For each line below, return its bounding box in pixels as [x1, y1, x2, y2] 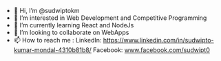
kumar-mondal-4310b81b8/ [13, 46, 92, 54]
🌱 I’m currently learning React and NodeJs [13, 21, 134, 29]
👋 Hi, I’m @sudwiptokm [13, 7, 80, 14]
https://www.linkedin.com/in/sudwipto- [103, 36, 215, 44]
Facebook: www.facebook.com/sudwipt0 [92, 46, 210, 54]
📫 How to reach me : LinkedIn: [13, 36, 102, 44]
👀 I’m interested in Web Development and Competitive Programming [13, 14, 207, 22]
